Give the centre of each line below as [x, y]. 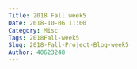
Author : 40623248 [37, 52]
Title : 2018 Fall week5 [48, 15]
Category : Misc [33, 30]
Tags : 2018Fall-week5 [44, 38]
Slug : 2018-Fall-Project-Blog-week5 [68, 45]
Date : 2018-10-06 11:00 [48, 23]
